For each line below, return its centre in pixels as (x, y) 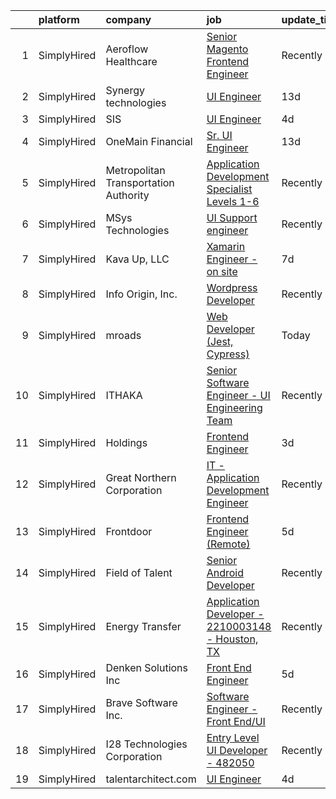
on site (222, 271)
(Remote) (228, 544)
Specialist (229, 189)
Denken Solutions (146, 667)
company (128, 19)
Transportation (140, 182)
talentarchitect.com (151, 779)
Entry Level (233, 737)
